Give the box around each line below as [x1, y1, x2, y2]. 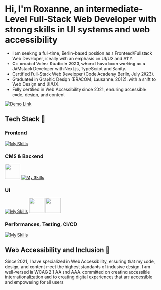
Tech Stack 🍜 [5, 115, 46, 123]
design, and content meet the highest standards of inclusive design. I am [5, 264, 150, 270]
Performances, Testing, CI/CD [5, 221, 78, 227]
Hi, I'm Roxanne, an [5, 3, 84, 15]
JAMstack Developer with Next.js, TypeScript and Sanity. [12, 65, 127, 71]
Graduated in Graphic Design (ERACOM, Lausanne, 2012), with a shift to [12, 76, 156, 82]
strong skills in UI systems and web [5, 24, 150, 35]
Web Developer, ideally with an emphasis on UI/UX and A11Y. [12, 55, 134, 61]
